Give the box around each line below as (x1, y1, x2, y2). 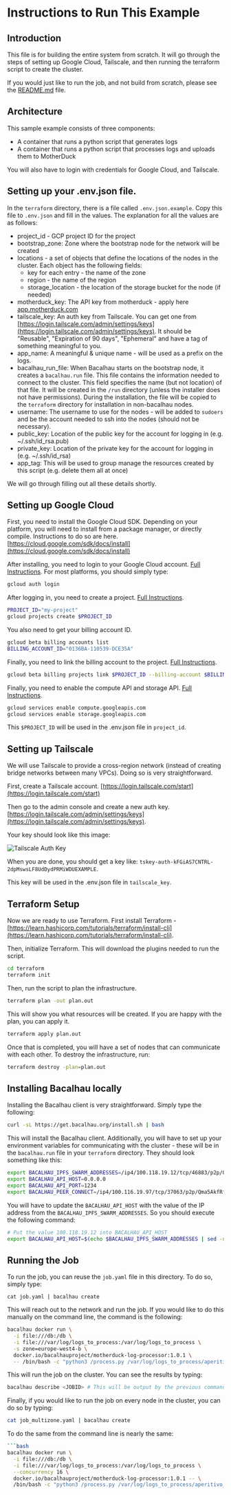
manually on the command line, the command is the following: (7, 1313, 183, 1321)
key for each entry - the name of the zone (27, 268, 146, 276)
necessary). (16, 422, 52, 430)
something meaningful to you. (16, 341, 102, 349)
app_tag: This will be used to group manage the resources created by (16, 458, 214, 467)
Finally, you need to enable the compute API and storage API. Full (7, 684, 192, 692)
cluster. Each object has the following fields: (16, 261, 142, 269)
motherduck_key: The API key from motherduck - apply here (16, 298, 189, 306)
